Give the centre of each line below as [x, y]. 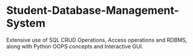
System [26, 23]
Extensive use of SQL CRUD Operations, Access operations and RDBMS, [97, 40]
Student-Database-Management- [93, 11]
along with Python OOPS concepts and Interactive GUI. [75, 46]
